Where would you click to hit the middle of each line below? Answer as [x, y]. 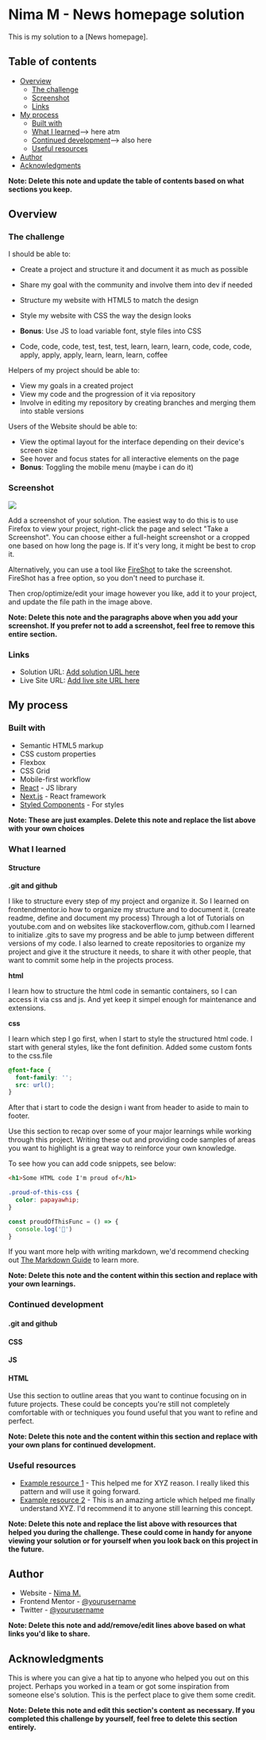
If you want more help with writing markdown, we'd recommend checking [129, 1252]
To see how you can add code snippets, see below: [92, 1163]
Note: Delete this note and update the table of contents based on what [126, 181]
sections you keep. [40, 189]
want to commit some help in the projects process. [91, 960]
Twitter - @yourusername [62, 1610]
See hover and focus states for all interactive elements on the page [129, 459]
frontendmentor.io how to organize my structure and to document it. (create [132, 909]
